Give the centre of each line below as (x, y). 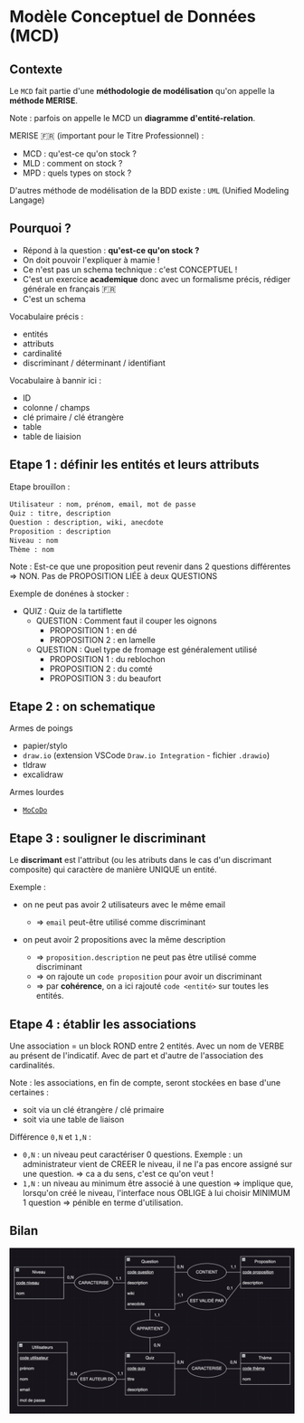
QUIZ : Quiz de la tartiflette (72, 611)
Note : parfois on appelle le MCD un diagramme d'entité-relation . (133, 118)
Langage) (27, 200)
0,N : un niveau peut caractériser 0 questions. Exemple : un (133, 1154)
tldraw (34, 765)
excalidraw (43, 774)
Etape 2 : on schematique (82, 707)
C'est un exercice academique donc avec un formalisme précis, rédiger (157, 279)
